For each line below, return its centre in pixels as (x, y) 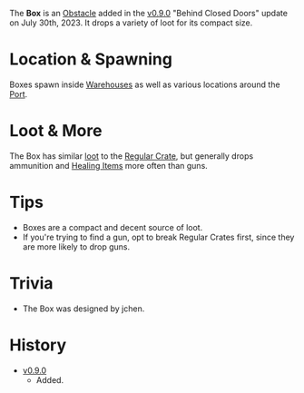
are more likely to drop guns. (76, 246)
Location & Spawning (91, 59)
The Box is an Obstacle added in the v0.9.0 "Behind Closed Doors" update (149, 13)
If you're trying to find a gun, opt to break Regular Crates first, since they (158, 237)
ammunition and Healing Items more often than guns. (109, 165)
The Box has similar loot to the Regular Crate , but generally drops (132, 156)
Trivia (31, 283)
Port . (19, 93)
